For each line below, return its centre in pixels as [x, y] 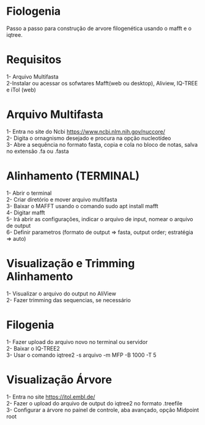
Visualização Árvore [59, 380]
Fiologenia [34, 11]
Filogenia [30, 325]
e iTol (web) [21, 90]
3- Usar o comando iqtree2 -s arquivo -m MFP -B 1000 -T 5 [81, 355]
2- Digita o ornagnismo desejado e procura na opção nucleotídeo [89, 138]
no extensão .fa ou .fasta [38, 151]
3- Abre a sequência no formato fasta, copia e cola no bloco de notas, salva [102, 144]
